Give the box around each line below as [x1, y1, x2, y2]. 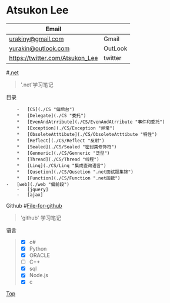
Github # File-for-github [6, 202, 63, 209]
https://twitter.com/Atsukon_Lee [9, 54, 98, 62]
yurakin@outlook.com [9, 44, 70, 52]
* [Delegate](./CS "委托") [16, 112, 86, 118]
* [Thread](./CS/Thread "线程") [16, 157, 99, 162]
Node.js [29, 272, 49, 279]
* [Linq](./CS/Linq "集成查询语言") [16, 162, 106, 168]
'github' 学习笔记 [20, 214, 62, 221]
